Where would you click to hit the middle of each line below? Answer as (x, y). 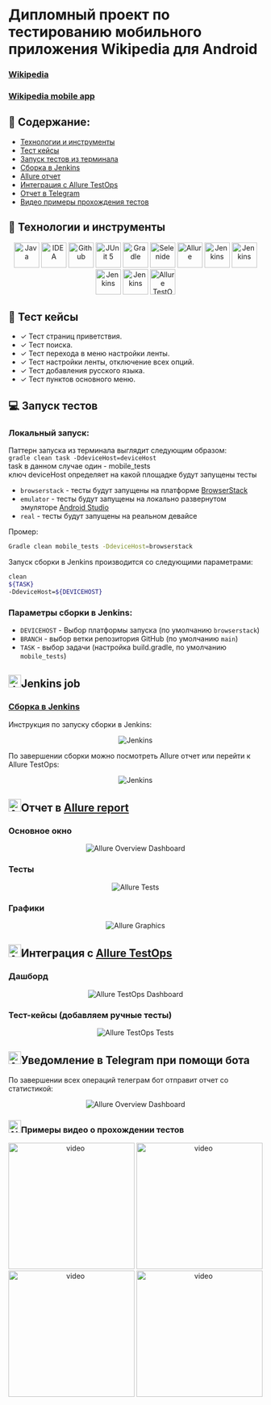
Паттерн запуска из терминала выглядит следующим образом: (118, 451)
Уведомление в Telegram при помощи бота (135, 1060)
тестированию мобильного (105, 32)
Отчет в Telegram (50, 193)
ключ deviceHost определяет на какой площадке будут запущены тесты (133, 475)
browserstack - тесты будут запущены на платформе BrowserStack (134, 490)
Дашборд (28, 977)
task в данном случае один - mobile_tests (79, 466)
